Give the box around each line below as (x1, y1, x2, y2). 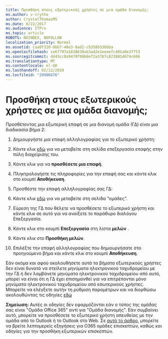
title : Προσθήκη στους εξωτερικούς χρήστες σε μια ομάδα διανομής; (5, 7, 149, 13)
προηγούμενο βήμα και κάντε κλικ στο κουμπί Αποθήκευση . (12, 250, 138, 256)
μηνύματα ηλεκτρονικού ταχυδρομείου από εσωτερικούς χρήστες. (5, 281, 144, 287)
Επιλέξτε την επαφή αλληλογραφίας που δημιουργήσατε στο (12, 245, 141, 251)
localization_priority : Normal (5, 40, 71, 45)
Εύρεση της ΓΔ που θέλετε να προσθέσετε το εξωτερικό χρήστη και (12, 205, 154, 211)
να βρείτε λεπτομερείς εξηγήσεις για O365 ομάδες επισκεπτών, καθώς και (5, 322, 162, 328)
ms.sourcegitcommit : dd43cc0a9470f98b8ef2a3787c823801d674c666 (5, 54, 140, 59)
